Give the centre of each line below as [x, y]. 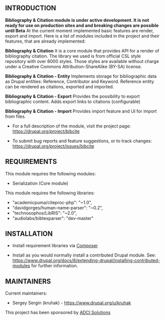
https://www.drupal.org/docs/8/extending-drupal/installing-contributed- [86, 261]
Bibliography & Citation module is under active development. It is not [77, 20]
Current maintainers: [26, 293]
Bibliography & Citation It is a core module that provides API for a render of [82, 51]
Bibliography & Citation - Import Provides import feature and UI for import [81, 111]
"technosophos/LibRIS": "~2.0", [45, 213]
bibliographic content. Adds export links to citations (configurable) [73, 102]
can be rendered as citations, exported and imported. [59, 87]
